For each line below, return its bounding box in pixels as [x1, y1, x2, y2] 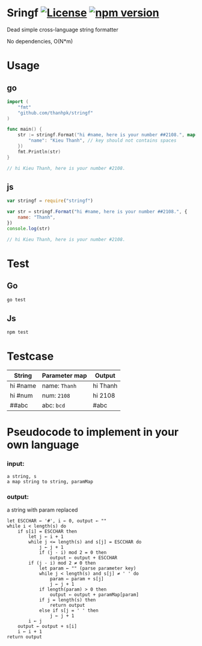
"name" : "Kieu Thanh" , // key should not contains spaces [28, 137, 177, 144]
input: [7, 460, 25, 468]
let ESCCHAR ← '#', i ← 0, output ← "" [7, 518, 107, 524]
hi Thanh [93, 381, 118, 390]
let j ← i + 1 [28, 533, 64, 539]
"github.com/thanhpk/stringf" [17, 110, 94, 116]
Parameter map [41, 371, 87, 380]
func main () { [7, 127, 43, 133]
